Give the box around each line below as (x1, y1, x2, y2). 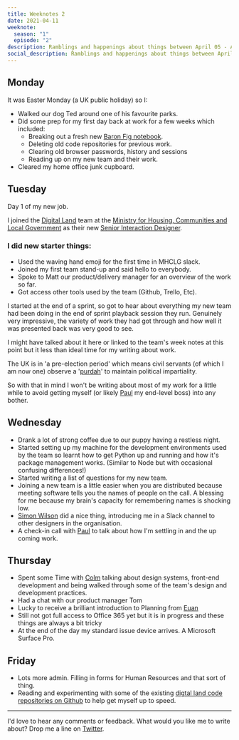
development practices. (17, 589, 87, 597)
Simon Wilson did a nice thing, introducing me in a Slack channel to (17, 511, 216, 520)
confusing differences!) (17, 466, 87, 474)
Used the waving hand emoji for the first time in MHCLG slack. (17, 257, 201, 266)
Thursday (7, 555, 52, 567)
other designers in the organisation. (17, 518, 122, 528)
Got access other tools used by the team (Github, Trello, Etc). (17, 287, 197, 296)
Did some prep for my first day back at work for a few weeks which (17, 117, 215, 125)
